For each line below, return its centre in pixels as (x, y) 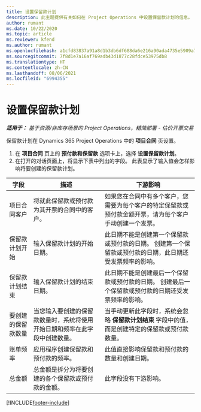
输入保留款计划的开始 (63, 243)
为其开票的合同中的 (60, 210)
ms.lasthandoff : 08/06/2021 (41, 73)
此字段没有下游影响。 (135, 378)
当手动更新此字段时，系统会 (144, 311)
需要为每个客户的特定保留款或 (147, 206)
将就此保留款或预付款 (63, 201)
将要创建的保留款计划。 (49, 169)
